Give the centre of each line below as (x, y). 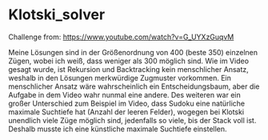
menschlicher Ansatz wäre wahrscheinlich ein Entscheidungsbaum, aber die (134, 86)
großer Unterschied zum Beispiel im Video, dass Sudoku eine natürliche (127, 103)
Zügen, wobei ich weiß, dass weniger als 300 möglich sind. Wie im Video (129, 61)
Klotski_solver (57, 15)
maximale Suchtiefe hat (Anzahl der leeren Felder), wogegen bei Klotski (126, 112)
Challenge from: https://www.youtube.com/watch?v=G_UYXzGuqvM (121, 37)
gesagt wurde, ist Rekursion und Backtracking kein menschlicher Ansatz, (129, 69)
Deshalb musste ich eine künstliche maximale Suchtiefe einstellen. (118, 129)
